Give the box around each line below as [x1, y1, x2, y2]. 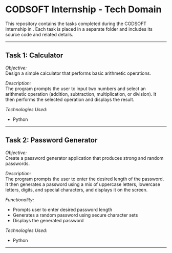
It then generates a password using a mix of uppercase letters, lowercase [5, 181, 160, 187]
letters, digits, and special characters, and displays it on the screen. [5, 186, 148, 193]
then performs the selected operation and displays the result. [5, 96, 135, 102]
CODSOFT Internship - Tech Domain [5, 4, 162, 15]
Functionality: [5, 196, 34, 203]
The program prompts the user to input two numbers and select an [5, 86, 146, 92]
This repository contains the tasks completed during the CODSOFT [5, 20, 147, 27]
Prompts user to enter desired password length [12, 206, 113, 213]
